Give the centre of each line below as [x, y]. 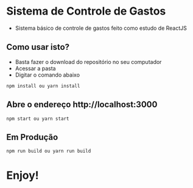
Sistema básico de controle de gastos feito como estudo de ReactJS [101, 28]
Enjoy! [23, 175]
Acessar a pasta [35, 68]
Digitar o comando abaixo [47, 75]
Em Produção [32, 137]
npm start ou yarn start [38, 119]
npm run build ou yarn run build [49, 151]
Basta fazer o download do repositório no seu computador [88, 61]
